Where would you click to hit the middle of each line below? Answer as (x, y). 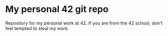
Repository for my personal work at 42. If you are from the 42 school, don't (84, 23)
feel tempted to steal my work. (37, 28)
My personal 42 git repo (57, 9)
